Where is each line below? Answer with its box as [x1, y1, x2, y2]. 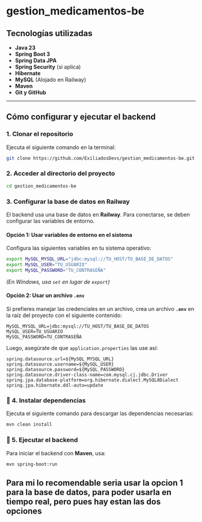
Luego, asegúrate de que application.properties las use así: [6, 345, 158, 352]
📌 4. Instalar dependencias [6, 396, 86, 404]
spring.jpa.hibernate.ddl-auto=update [6, 382, 103, 388]
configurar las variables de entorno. [6, 218, 95, 225]
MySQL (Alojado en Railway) [14, 76, 87, 83]
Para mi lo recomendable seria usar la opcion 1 [6, 477, 183, 488]
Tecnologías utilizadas [6, 28, 93, 38]
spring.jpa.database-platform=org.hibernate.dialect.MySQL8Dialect [6, 377, 179, 383]
